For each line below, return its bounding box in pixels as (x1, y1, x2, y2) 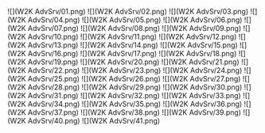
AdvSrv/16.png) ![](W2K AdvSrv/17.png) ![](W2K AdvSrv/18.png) (27, 49, 237, 58)
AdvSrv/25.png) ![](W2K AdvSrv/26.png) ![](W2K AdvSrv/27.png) (27, 74, 241, 83)
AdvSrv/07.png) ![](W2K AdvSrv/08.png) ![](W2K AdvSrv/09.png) (27, 24, 242, 32)
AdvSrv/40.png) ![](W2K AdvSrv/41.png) (27, 116, 161, 125)
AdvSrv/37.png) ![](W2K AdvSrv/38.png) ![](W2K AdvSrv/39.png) (27, 108, 242, 117)
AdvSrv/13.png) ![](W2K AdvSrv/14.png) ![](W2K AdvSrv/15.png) (27, 40, 238, 50)
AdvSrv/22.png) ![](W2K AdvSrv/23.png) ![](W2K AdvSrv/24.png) (27, 66, 243, 74)
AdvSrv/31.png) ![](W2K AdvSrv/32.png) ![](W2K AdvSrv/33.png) (27, 91, 242, 100)
